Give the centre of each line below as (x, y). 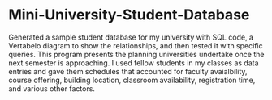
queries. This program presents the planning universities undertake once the (136, 54)
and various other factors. (52, 88)
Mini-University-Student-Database (129, 15)
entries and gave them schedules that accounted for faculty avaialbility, (128, 71)
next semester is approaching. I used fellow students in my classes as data (134, 63)
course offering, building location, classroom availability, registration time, (132, 80)
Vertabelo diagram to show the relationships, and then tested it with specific (136, 45)
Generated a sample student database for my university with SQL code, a (131, 37)
